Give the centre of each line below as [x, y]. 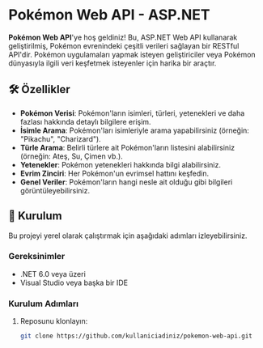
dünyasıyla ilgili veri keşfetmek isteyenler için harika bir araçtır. [112, 63]
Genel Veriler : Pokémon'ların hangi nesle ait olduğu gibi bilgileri [126, 182]
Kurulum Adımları [44, 303]
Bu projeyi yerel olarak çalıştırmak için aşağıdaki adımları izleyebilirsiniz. [128, 236]
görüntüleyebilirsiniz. [55, 190]
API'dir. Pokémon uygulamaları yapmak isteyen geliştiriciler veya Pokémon [132, 54]
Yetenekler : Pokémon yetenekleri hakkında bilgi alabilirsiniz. [120, 164]
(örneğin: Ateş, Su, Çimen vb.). [71, 156]
